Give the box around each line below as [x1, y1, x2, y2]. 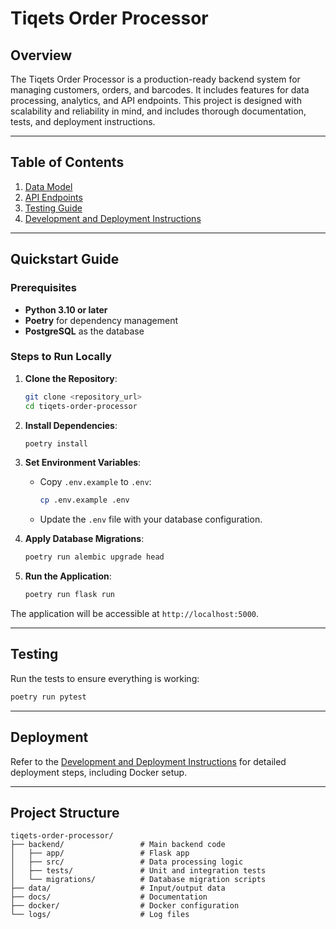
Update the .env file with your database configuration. [39, 513, 263, 526]
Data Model [24, 180, 73, 192]
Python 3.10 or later [24, 303, 108, 316]
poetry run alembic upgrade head [24, 552, 165, 562]
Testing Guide [24, 202, 83, 214]
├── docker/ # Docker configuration [10, 901, 240, 911]
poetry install [24, 438, 89, 449]
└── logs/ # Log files [10, 910, 190, 920]
